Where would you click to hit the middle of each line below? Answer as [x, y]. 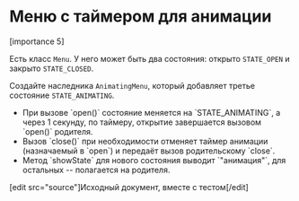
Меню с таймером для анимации [141, 17]
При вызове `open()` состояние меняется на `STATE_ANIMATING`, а [151, 112]
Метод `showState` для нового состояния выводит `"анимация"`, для [154, 160]
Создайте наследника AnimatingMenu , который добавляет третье [132, 85]
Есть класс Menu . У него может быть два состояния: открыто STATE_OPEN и [149, 58]
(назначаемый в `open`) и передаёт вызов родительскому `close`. [149, 151]
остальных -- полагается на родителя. [96, 170]
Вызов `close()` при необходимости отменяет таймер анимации [145, 141]
